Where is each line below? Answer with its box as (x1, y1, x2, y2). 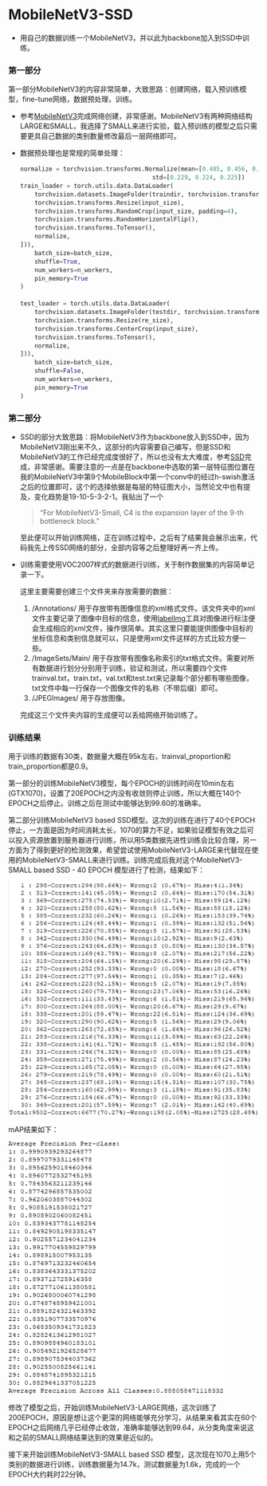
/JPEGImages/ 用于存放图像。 (31, 694, 130, 703)
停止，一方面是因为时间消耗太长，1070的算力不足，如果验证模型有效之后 (8, 825, 247, 835)
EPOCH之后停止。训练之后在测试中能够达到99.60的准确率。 (8, 799, 206, 808)
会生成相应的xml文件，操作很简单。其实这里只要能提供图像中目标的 (31, 623, 253, 633)
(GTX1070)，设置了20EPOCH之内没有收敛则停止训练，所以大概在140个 (8, 788, 241, 798)
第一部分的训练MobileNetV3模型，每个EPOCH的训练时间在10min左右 (8, 779, 235, 788)
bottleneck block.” (39, 517, 100, 526)
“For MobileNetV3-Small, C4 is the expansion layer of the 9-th (39, 508, 245, 517)
